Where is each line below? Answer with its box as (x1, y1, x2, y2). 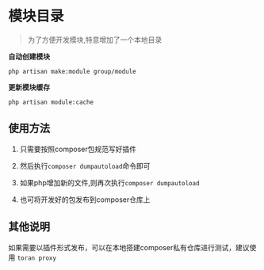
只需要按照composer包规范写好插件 (19, 144, 137, 154)
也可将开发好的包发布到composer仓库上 (19, 195, 151, 204)
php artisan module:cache (8, 98, 94, 106)
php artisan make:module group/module (8, 67, 136, 75)
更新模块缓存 (8, 82, 50, 92)
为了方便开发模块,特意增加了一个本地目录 (27, 35, 163, 44)
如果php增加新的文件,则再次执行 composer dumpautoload (19, 177, 200, 187)
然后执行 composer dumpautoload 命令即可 (19, 161, 151, 170)
